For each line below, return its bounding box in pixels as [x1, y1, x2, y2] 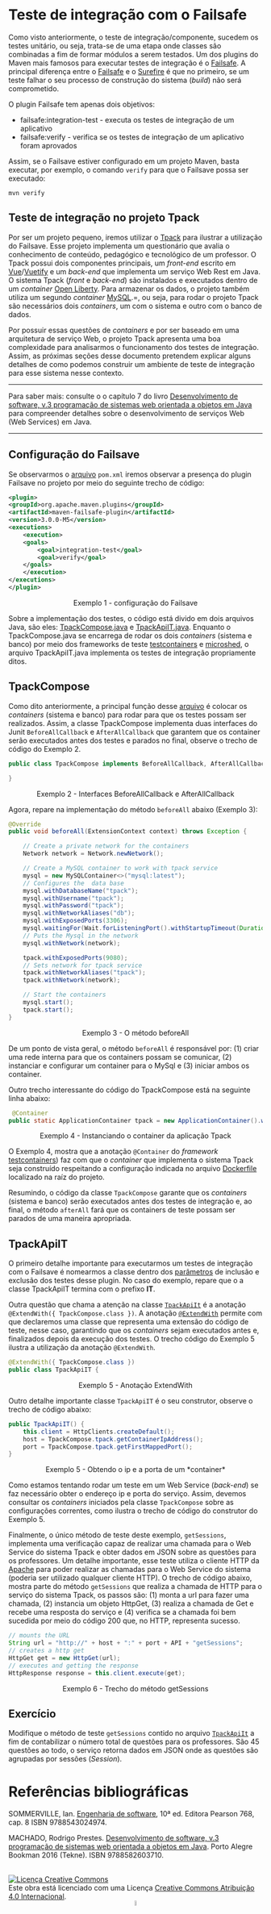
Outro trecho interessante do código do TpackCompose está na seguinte [8, 1085, 251, 1095]
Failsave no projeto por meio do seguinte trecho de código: [8, 477, 205, 487]
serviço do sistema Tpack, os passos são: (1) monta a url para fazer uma [8, 1591, 250, 1600]
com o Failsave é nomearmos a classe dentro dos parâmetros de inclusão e [8, 1267, 260, 1277]
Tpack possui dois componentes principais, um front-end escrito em [8, 258, 236, 268]
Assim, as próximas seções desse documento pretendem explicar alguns [8, 351, 252, 361]
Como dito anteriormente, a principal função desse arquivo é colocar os [8, 701, 248, 711]
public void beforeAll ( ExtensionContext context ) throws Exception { [8, 828, 248, 836]
